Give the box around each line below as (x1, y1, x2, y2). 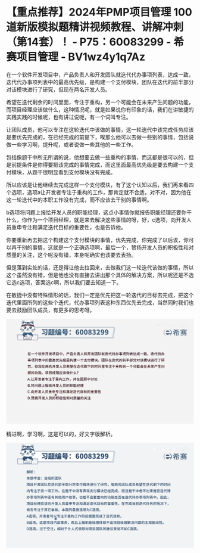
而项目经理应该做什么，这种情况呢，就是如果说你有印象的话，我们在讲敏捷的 (6, 105, 194, 113)
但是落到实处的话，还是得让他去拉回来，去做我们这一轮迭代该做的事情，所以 (6, 263, 194, 271)
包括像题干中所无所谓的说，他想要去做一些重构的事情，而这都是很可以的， (6, 153, 189, 161)
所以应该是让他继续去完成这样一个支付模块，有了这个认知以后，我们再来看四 (6, 181, 194, 188)
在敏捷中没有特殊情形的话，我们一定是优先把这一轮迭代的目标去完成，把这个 (6, 291, 194, 299)
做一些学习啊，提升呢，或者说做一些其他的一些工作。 (6, 141, 137, 148)
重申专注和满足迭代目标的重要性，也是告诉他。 (11, 223, 126, 231)
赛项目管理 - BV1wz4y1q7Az (6, 50, 146, 64)
